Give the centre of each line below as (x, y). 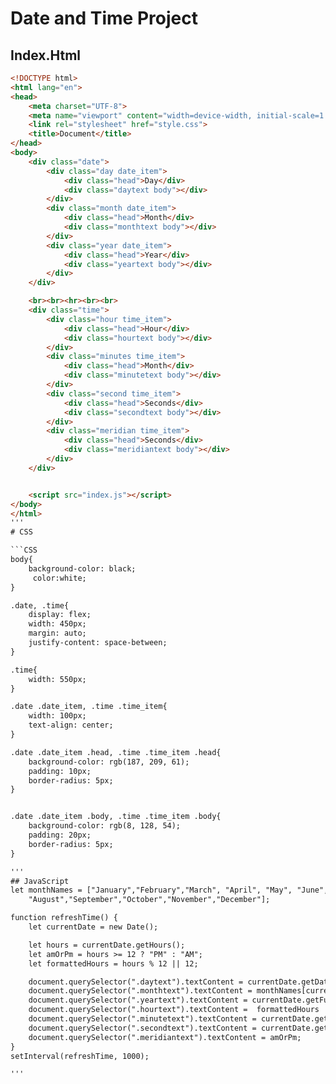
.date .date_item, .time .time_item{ (89, 707)
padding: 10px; (60, 771)
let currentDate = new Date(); (93, 927)
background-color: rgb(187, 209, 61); (109, 762)
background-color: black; (82, 568)
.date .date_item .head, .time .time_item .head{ (116, 752)
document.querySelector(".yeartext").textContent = (138, 1000)
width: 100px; (57, 716)
